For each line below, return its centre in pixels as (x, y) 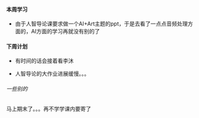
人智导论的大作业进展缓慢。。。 (52, 74)
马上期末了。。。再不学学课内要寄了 (49, 108)
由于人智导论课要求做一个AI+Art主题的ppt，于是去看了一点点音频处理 (101, 24)
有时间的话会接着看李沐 (44, 61)
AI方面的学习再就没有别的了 (66, 31)
